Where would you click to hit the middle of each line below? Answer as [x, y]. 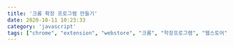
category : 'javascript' [42, 26]
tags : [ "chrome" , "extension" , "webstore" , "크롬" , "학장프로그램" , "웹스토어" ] [119, 33]
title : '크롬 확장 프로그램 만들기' [52, 13]
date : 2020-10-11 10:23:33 [46, 20]
